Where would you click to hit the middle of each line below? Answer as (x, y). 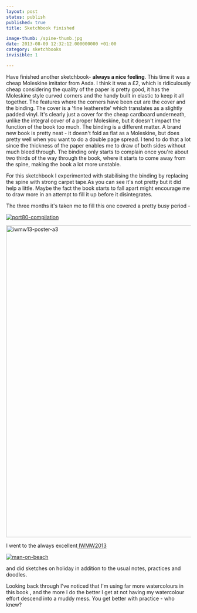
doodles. (17, 574)
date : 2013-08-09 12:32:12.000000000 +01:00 (61, 44)
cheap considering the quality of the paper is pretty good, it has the (88, 89)
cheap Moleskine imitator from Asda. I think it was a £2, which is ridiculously (98, 83)
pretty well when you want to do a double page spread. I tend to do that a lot (98, 139)
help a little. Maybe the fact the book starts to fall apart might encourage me (98, 188)
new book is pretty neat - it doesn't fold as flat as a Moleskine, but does (93, 133)
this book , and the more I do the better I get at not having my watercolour (95, 592)
